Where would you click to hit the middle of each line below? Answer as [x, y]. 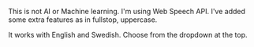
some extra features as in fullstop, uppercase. [83, 20]
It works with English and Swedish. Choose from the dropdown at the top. [128, 35]
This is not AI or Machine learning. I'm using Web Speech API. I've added [127, 11]
